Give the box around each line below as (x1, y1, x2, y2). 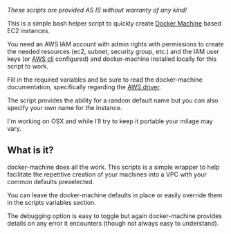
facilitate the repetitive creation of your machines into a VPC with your (7, 170, 207, 179)
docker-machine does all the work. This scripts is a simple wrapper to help (7, 163, 220, 171)
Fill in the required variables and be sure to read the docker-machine (7, 75, 203, 84)
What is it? (7, 145, 54, 156)
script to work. (7, 62, 48, 70)
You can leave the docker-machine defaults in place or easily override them (7, 190, 223, 199)
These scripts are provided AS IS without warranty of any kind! (7, 6, 187, 14)
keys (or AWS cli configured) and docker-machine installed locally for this (7, 55, 217, 63)
